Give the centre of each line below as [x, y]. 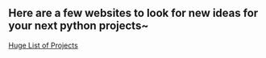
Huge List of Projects [43, 45]
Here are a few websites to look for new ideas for [133, 13]
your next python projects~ [79, 26]
